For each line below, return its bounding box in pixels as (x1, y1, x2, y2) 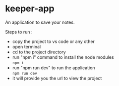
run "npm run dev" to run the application (12, 65, 95, 71)
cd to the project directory (12, 49, 66, 55)
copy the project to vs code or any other (12, 38, 95, 44)
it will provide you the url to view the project (12, 75, 102, 81)
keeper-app (5, 3, 55, 14)
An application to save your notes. (5, 19, 75, 25)
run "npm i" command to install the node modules (12, 54, 114, 60)
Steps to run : (5, 29, 33, 35)
